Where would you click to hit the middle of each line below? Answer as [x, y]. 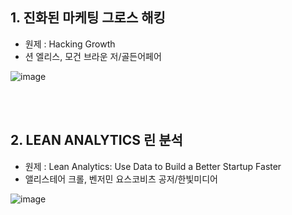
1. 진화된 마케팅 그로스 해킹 [88, 18]
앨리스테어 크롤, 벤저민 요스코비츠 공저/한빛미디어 [121, 179]
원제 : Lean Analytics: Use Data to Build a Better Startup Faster [153, 166]
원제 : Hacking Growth [70, 44]
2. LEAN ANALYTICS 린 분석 [96, 140]
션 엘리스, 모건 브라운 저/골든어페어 [93, 56]
